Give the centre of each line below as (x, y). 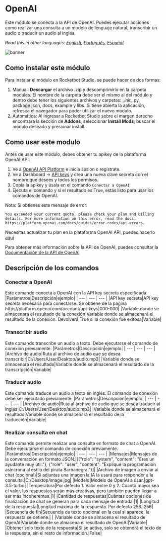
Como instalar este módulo (48, 68)
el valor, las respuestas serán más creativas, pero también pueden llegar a (81, 491)
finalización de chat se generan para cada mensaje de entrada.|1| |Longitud (82, 501)
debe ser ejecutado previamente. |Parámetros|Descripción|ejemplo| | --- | (81, 398)
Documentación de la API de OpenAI (42, 252)
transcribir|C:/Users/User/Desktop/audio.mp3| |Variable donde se (72, 359)
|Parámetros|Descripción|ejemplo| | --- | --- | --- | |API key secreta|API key (82, 298)
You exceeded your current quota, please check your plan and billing (80, 214)
